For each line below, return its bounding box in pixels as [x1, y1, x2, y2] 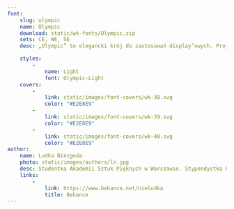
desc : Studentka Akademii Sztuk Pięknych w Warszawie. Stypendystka [19, 165, 223, 172]
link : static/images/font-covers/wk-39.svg [44, 114, 173, 121]
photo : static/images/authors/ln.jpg [19, 159, 130, 166]
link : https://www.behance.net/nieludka [44, 185, 164, 192]
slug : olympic [19, 17, 61, 24]
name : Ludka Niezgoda [19, 153, 82, 160]
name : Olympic [19, 23, 61, 30]
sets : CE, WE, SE [19, 36, 70, 43]
